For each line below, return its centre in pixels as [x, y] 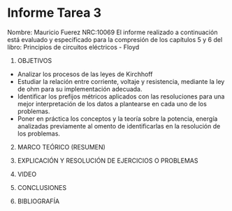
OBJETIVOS [35, 60]
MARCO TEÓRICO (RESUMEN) [61, 147]
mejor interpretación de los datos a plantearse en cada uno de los [112, 103]
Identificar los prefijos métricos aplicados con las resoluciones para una [121, 96]
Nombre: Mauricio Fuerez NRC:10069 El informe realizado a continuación [113, 32]
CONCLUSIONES [42, 187]
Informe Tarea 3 [55, 13]
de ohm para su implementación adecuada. [80, 89]
